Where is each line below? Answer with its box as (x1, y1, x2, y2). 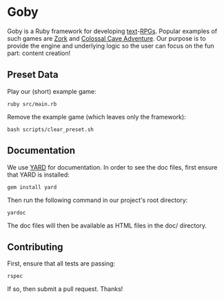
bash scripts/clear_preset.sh (7, 126, 94, 133)
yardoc (7, 209, 26, 216)
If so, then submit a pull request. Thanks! (7, 285, 123, 293)
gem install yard (7, 183, 57, 190)
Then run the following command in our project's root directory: (7, 196, 188, 204)
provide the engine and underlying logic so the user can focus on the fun (7, 41, 215, 50)
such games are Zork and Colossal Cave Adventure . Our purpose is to (7, 34, 206, 42)
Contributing (7, 241, 63, 252)
